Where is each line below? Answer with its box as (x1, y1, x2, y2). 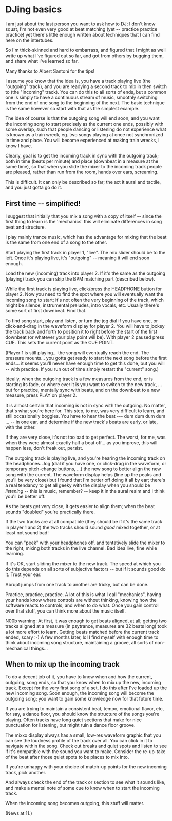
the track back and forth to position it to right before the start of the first (5, 328, 158, 335)
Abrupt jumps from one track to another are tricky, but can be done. (5, 581, 149, 587)
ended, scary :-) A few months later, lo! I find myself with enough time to (5, 634, 159, 640)
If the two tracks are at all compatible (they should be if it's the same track (5, 518, 163, 525)
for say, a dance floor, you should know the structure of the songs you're (5, 711, 160, 717)
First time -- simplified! (5, 199, 81, 208)
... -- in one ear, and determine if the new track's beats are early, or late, (5, 418, 158, 425)
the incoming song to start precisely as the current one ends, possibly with (5, 120, 164, 127)
